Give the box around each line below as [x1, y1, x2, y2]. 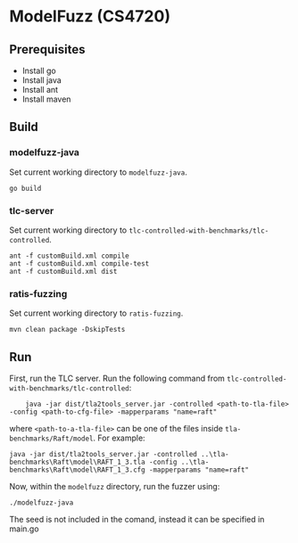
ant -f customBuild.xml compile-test [9, 259, 150, 268]
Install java [21, 75, 62, 86]
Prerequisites [9, 42, 86, 57]
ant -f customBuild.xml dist [9, 267, 118, 276]
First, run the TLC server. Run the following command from [9, 373, 226, 384]
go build [9, 184, 42, 193]
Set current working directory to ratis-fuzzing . [9, 308, 184, 318]
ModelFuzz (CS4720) [9, 6, 171, 27]
